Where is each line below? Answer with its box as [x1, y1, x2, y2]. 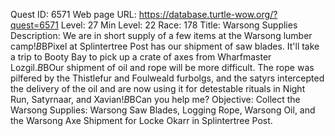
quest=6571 [10, 19, 59, 31]
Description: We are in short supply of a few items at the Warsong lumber [10, 30, 313, 41]
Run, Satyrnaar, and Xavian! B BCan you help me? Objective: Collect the [10, 94, 301, 105]
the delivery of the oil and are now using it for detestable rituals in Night [10, 83, 306, 94]
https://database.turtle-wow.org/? [138, 9, 278, 20]
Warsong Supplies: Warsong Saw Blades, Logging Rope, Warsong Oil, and [10, 104, 316, 116]
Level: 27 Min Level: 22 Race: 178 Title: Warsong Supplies [60, 19, 298, 31]
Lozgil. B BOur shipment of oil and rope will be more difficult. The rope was [10, 62, 315, 73]
